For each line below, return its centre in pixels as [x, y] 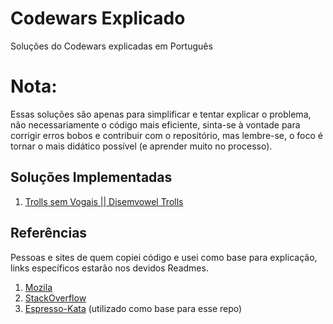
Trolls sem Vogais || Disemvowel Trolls [104, 201]
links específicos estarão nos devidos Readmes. [109, 268]
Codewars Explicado [98, 18]
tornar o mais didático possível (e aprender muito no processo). [141, 146]
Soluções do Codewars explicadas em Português [111, 46]
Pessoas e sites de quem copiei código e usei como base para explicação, [164, 257]
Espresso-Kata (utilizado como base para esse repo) [133, 308]
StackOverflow [55, 298]
